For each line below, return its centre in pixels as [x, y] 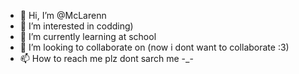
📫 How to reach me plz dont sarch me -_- [106, 58]
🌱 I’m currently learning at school [88, 36]
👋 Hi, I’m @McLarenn [63, 15]
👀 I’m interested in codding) [76, 26]
